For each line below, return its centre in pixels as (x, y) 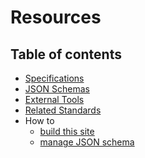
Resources (56, 17)
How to (39, 120)
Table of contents (66, 54)
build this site (67, 131)
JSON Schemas (57, 89)
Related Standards (63, 110)
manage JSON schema (87, 142)
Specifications (54, 78)
